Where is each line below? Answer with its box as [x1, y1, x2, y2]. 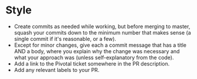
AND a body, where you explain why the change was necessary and [14, 47, 180, 54]
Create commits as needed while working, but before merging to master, [14, 23, 191, 30]
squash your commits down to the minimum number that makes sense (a [14, 29, 191, 36]
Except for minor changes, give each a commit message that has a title [14, 42, 187, 49]
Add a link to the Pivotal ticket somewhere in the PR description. [14, 60, 170, 67]
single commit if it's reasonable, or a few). [14, 35, 116, 42]
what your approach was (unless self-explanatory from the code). [14, 54, 175, 61]
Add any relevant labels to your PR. [14, 66, 100, 73]
